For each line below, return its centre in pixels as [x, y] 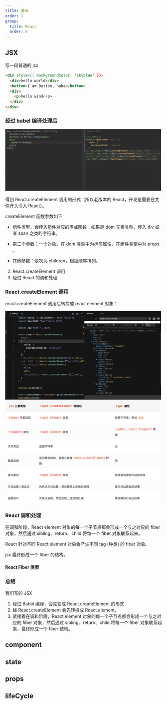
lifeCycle [19, 696]
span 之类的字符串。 [39, 233]
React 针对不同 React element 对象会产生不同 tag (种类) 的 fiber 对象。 [78, 544]
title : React [23, 27]
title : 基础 [17, 11]
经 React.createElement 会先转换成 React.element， [66, 610]
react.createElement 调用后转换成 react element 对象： [62, 303]
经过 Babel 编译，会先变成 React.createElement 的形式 [68, 603]
